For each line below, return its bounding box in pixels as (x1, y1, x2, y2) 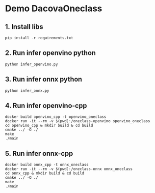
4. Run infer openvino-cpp (5, 102, 87, 110)
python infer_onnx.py (5, 88, 50, 93)
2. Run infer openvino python (5, 49, 96, 57)
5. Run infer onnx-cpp (5, 149, 73, 158)
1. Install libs (5, 23, 43, 31)
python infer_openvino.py (5, 62, 58, 67)
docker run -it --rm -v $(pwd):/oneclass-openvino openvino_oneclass (5, 119, 151, 124)
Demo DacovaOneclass (5, 3, 103, 14)
